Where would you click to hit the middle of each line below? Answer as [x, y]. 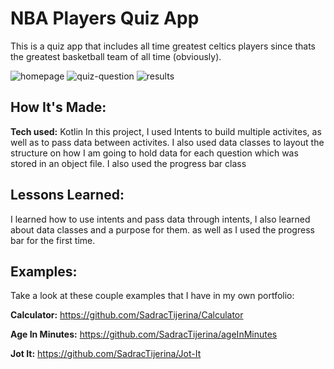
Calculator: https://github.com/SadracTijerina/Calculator [127, 315]
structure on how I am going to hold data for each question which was [154, 153]
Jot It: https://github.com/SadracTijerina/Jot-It [106, 354]
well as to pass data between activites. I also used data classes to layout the [167, 142]
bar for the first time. [53, 240]
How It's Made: [58, 107]
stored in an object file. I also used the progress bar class [128, 163]
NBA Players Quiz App [105, 18]
